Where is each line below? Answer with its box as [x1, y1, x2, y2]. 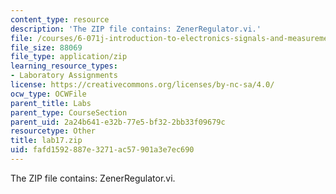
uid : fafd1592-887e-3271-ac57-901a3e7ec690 [10, 145, 195, 155]
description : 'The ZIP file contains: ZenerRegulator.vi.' [10, 24, 262, 34]
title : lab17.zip [10, 136, 83, 146]
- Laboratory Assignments [10, 71, 118, 81]
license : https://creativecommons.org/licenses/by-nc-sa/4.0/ [10, 80, 275, 90]
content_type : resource [10, 14, 110, 25]
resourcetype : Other [10, 126, 97, 136]
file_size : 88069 [10, 42, 83, 53]
